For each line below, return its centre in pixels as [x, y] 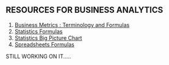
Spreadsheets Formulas [44, 44]
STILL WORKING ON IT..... [38, 56]
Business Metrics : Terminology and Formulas [72, 25]
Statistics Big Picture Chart [48, 38]
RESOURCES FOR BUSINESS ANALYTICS [84, 10]
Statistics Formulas [38, 31]
